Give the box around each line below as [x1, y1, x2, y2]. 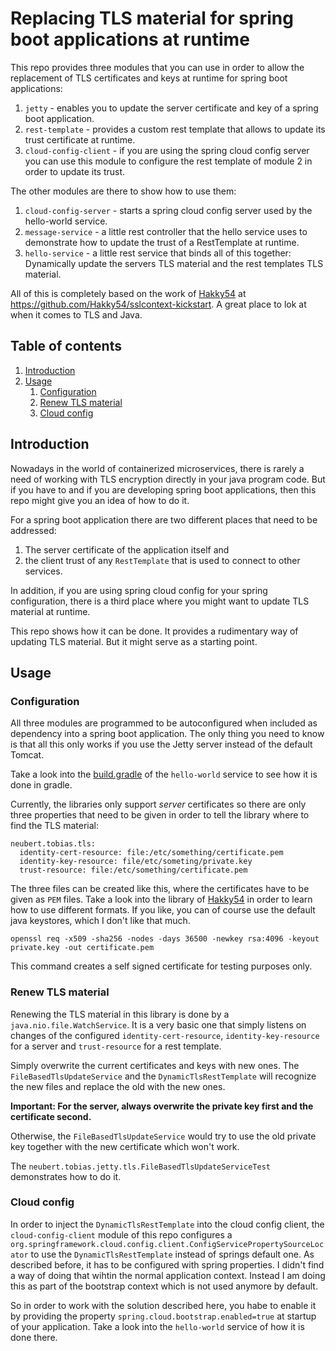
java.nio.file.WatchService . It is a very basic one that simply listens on [10, 1018, 307, 1031]
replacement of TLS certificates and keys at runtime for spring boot [10, 72, 288, 84]
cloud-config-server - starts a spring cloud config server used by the [24, 204, 313, 216]
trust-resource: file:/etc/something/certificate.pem [19, 865, 248, 876]
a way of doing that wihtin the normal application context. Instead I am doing [10, 1269, 326, 1281]
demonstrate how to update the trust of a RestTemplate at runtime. [24, 236, 300, 248]
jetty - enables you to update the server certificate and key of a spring [24, 102, 319, 114]
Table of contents [10, 338, 122, 355]
